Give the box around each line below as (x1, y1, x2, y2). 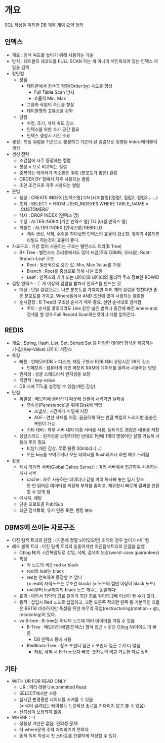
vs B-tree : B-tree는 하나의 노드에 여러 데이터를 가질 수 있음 (19, 618, 135, 624)
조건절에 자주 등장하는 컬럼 (19, 157, 71, 163)
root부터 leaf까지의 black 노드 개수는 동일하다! (26, 587, 117, 593)
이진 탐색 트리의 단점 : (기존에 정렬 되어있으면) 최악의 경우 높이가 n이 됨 (11, 537, 149, 543)
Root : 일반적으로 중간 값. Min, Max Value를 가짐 (26, 261, 121, 268)
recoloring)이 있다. (19, 612, 56, 618)
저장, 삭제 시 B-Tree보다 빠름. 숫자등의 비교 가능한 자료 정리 (34, 649, 149, 655)
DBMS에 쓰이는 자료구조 (4, 523, 75, 531)
